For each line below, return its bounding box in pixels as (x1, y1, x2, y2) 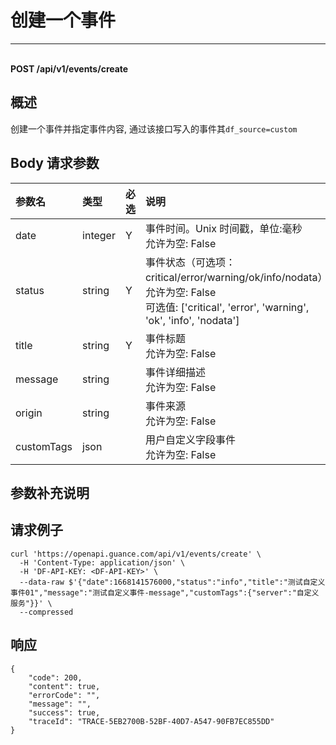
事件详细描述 (144, 365, 206, 379)
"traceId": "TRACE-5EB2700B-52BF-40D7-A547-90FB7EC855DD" (28, 716, 275, 726)
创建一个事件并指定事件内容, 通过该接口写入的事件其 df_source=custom (10, 122, 298, 135)
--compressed (19, 607, 74, 617)
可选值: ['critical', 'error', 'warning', (144, 300, 310, 314)
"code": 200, (28, 672, 83, 683)
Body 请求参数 (10, 155, 100, 172)
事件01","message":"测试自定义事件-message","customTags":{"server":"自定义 (10, 587, 320, 598)
